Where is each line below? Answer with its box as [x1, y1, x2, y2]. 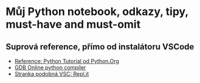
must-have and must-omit [5, 17, 141, 31]
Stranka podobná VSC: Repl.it [14, 70, 89, 77]
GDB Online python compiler [14, 64, 86, 71]
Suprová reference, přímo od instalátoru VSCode [5, 41, 195, 52]
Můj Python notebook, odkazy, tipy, [5, 5, 189, 19]
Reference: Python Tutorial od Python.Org [14, 58, 120, 64]
